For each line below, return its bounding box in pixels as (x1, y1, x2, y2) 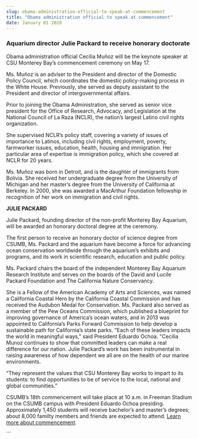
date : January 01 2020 (6, 20, 62, 26)
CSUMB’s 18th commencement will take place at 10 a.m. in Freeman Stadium (6, 393, 192, 400)
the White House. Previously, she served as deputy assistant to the (6, 83, 170, 90)
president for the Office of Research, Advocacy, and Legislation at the (6, 107, 176, 114)
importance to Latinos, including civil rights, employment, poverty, (6, 138, 167, 145)
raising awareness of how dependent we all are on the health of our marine (6, 351, 189, 359)
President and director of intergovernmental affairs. (6, 90, 131, 97)
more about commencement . (6, 419, 77, 426)
